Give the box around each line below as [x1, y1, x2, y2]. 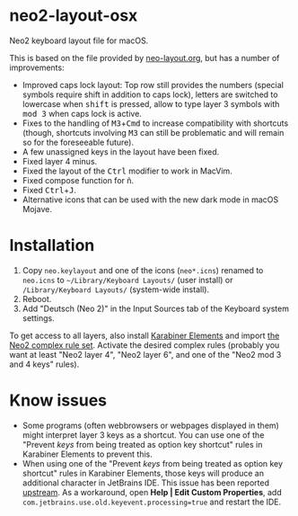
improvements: [9, 62, 65, 73]
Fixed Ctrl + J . [22, 184, 76, 195]
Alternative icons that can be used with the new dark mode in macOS [22, 194, 279, 205]
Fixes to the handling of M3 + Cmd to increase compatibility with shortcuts [22, 118, 289, 129]
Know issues [9, 390, 108, 411]
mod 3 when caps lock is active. [22, 108, 142, 119]
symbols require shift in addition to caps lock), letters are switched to [22, 89, 278, 100]
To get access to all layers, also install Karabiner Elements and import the [9, 330, 280, 341]
